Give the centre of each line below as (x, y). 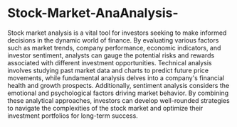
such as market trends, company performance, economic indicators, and (114, 48)
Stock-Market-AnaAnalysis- (93, 13)
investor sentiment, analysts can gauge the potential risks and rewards (111, 55)
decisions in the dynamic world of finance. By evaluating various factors (113, 40)
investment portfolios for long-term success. (73, 116)
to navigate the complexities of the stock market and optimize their (105, 108)
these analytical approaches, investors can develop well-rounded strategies (118, 100)
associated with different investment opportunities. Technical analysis (110, 62)
